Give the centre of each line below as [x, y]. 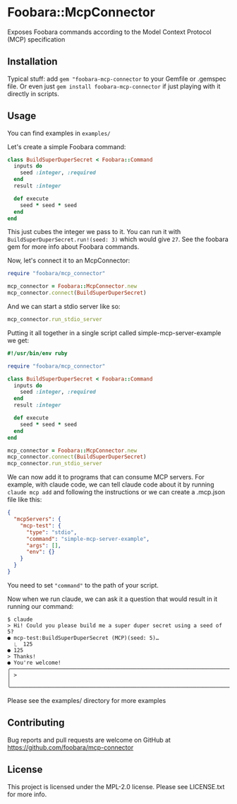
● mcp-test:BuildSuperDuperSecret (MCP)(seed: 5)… [83, 638]
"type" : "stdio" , [51, 532]
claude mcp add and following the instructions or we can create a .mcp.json [116, 492]
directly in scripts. [34, 93]
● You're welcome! [34, 663]
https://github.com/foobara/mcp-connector [71, 747]
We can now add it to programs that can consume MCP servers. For [106, 477]
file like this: [25, 500]
